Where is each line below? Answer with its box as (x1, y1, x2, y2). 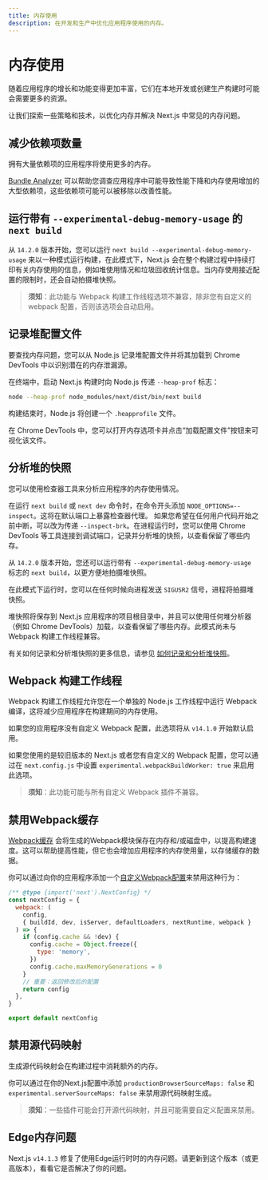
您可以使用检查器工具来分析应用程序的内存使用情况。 (8, 484, 183, 493)
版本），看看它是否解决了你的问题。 (14, 1163, 131, 1173)
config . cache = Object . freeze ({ (29, 940, 137, 948)
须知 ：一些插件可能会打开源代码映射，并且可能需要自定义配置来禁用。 (27, 1105, 259, 1115)
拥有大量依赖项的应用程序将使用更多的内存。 (8, 159, 156, 168)
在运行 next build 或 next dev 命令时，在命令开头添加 (8, 501, 186, 510)
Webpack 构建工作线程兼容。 (8, 632, 105, 641)
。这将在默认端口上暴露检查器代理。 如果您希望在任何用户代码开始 (33, 510, 253, 520)
